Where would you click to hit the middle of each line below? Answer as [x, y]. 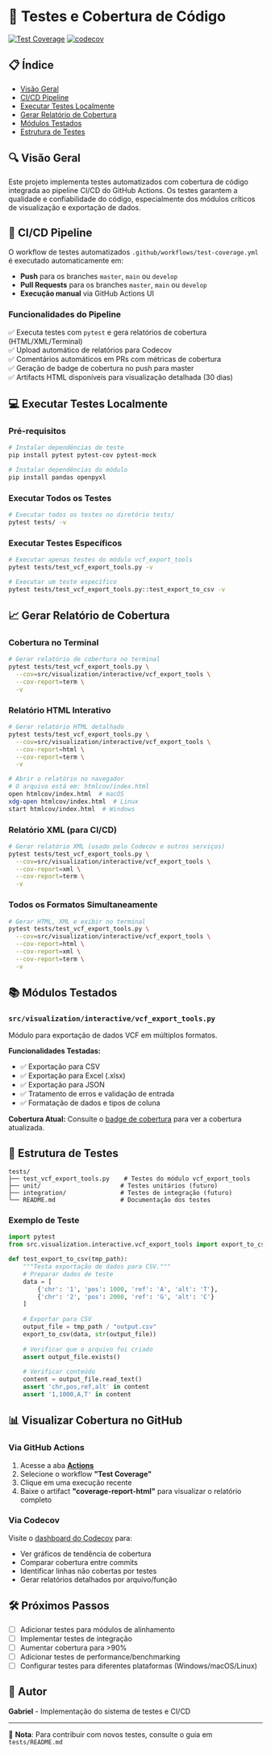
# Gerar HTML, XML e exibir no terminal [77, 921]
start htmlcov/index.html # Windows [72, 809]
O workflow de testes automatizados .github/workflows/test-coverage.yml [133, 252]
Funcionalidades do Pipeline [65, 314]
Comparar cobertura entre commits [79, 1562]
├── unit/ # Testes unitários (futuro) [113, 1186]
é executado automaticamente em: [66, 261]
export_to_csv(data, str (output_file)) [90, 1334]
